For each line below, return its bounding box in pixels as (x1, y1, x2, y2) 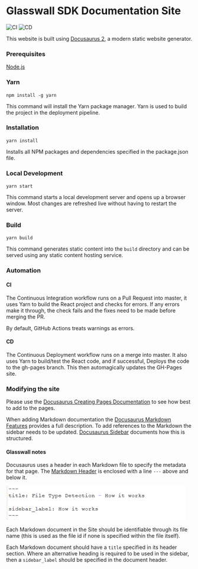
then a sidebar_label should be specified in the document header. (6, 557, 168, 564)
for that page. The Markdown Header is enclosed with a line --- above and (6, 468, 189, 475)
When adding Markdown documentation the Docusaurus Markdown (6, 416, 171, 423)
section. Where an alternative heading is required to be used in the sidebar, (6, 550, 189, 557)
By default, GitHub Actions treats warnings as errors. (6, 324, 135, 331)
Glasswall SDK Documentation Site (6, 4, 181, 18)
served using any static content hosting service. (6, 252, 124, 259)
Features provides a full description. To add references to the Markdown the (6, 422, 192, 430)
